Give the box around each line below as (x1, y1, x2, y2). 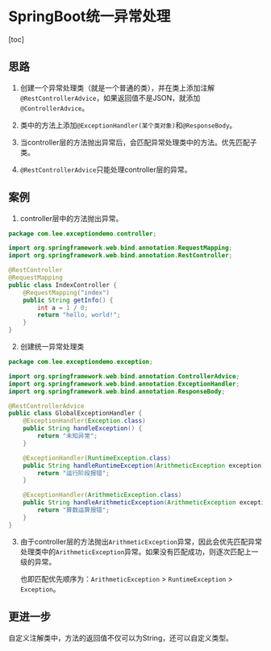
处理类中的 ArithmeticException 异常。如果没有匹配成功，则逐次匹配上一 (19, 546, 259, 557)
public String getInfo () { (23, 296, 114, 304)
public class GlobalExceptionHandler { (8, 409, 143, 418)
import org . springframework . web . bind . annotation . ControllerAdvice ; (8, 372, 240, 380)
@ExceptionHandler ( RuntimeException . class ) (23, 453, 172, 462)
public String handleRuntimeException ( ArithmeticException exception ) (23, 461, 265, 469)
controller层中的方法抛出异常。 (19, 213, 123, 223)
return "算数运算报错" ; (37, 506, 110, 515)
